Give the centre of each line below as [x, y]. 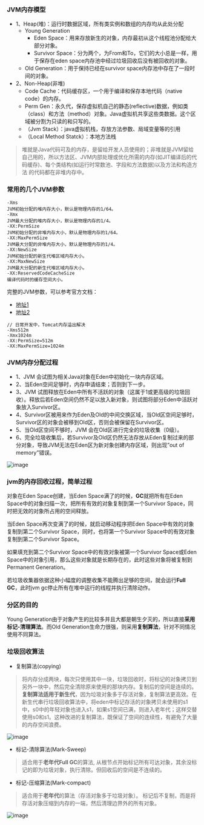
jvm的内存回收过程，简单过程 [50, 481]
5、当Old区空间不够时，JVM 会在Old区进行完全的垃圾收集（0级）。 [99, 430]
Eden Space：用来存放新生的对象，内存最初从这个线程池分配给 [112, 38]
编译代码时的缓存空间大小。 [36, 280]
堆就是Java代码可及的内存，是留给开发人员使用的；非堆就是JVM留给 [108, 149]
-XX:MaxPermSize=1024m [35, 346]
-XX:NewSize [22, 250]
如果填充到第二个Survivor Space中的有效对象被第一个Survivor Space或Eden [102, 552]
